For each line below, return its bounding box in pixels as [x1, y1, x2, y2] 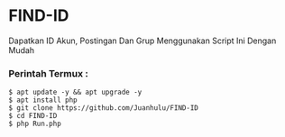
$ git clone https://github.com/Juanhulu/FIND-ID [8, 104, 199, 113]
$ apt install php [8, 96, 78, 105]
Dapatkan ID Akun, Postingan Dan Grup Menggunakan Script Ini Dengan [8, 35, 277, 46]
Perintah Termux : [8, 67, 89, 79]
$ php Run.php [8, 119, 62, 129]
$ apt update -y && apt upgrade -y [8, 87, 142, 97]
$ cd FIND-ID [8, 112, 58, 121]
